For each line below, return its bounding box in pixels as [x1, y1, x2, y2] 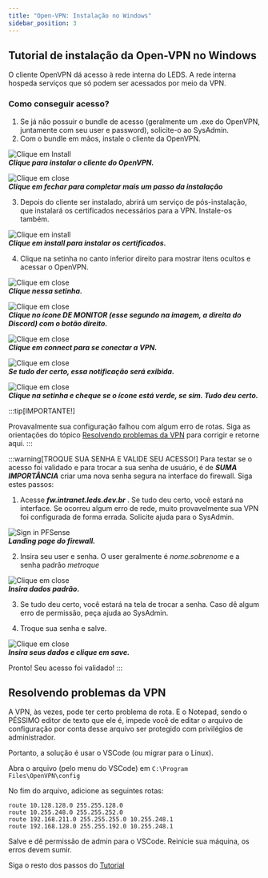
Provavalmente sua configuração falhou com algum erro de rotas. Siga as [8, 421, 250, 431]
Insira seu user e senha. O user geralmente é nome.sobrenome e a [19, 551, 240, 561]
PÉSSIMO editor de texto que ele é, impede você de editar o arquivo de [8, 716, 243, 725]
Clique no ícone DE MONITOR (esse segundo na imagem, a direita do [8, 309, 242, 320]
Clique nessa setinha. [8, 285, 82, 296]
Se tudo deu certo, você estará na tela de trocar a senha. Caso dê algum [19, 599, 260, 609]
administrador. [8, 732, 56, 742]
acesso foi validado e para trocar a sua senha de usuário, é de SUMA [8, 462, 238, 472]
